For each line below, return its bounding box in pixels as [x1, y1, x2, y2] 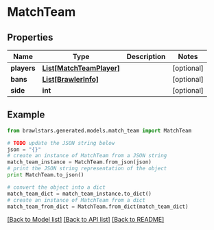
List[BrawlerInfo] [42, 75, 99, 84]
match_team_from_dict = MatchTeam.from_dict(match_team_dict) [7, 203, 189, 210]
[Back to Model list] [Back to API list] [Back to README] [7, 216, 165, 224]
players [10, 63, 36, 73]
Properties [7, 32, 53, 43]
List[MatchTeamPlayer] [42, 63, 120, 73]
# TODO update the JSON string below [7, 139, 115, 146]
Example [7, 109, 45, 121]
